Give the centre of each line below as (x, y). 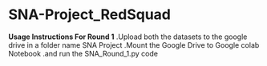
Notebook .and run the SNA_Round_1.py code (83, 53)
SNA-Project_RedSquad (89, 15)
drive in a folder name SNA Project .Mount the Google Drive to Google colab (134, 45)
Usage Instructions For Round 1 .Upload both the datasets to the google (128, 37)
